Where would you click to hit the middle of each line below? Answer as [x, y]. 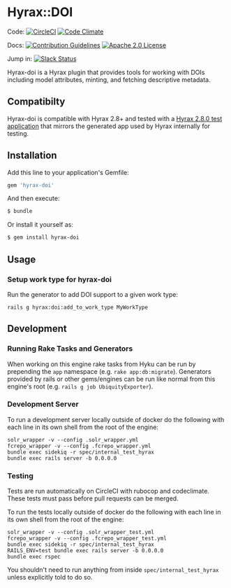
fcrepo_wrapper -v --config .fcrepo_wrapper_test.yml [87, 539]
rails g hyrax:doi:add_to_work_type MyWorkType [78, 307]
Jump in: [20, 58]
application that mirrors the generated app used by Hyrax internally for [109, 126]
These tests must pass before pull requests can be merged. [93, 498]
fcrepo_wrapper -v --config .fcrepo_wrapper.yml [79, 446]
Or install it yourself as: [40, 225]
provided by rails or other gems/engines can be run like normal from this [111, 379]
